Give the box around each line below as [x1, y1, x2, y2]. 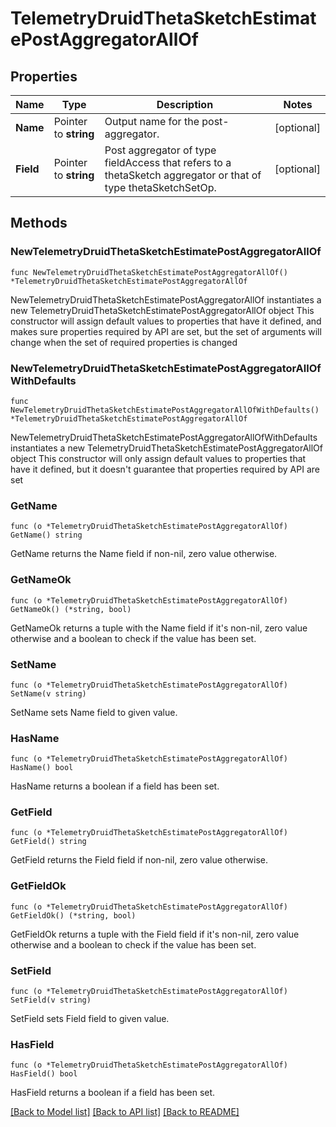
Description [156, 98, 214, 111]
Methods [10, 215, 68, 232]
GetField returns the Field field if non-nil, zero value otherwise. [10, 854, 268, 866]
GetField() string [10, 837, 87, 847]
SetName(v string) [10, 688, 87, 699]
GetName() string [10, 530, 83, 541]
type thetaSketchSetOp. [104, 181, 217, 194]
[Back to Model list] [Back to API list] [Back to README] [10, 1106, 240, 1118]
